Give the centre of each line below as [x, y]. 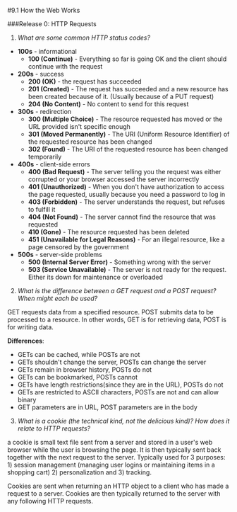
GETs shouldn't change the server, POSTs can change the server [112, 362]
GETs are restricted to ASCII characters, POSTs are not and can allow [118, 392]
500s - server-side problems [60, 255]
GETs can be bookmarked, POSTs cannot [78, 377]
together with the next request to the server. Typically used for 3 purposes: [116, 457]
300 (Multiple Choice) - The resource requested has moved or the [125, 119]
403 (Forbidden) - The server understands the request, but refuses [127, 202]
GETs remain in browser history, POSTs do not [85, 370]
